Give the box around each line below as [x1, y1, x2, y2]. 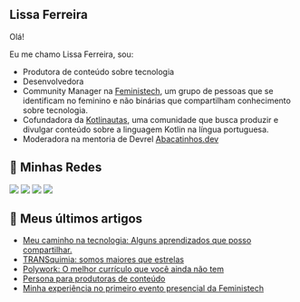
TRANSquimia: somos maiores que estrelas [22, 254, 184, 265]
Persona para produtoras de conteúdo [22, 273, 166, 284]
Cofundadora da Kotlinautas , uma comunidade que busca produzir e [22, 114, 279, 125]
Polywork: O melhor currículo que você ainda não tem [22, 264, 225, 275]
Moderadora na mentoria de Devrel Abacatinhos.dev [22, 133, 219, 144]
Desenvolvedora [22, 76, 84, 87]
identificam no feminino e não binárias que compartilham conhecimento [22, 95, 292, 106]
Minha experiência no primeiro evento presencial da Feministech [22, 283, 265, 294]
